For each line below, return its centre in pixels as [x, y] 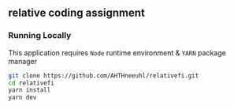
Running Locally [40, 36]
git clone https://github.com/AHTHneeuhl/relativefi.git [104, 75]
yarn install [30, 90]
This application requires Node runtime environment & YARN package [117, 53]
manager [23, 61]
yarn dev [22, 98]
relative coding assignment [77, 13]
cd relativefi [32, 83]
